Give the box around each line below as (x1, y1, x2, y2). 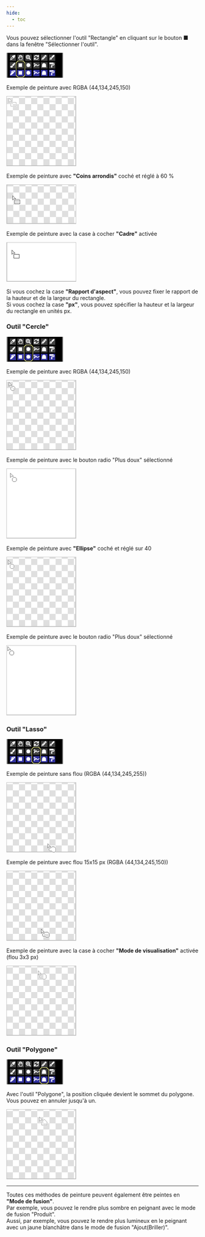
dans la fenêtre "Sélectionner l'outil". (6, 40, 99, 48)
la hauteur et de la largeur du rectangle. (6, 294, 106, 301)
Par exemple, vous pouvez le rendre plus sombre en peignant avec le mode (6, 1204, 196, 1212)
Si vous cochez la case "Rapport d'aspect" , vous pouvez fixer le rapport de (6, 288, 198, 295)
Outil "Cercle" (6, 322, 49, 331)
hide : (6, 10, 20, 16)
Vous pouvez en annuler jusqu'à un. (6, 1097, 96, 1105)
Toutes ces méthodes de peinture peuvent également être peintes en (6, 1191, 180, 1198)
